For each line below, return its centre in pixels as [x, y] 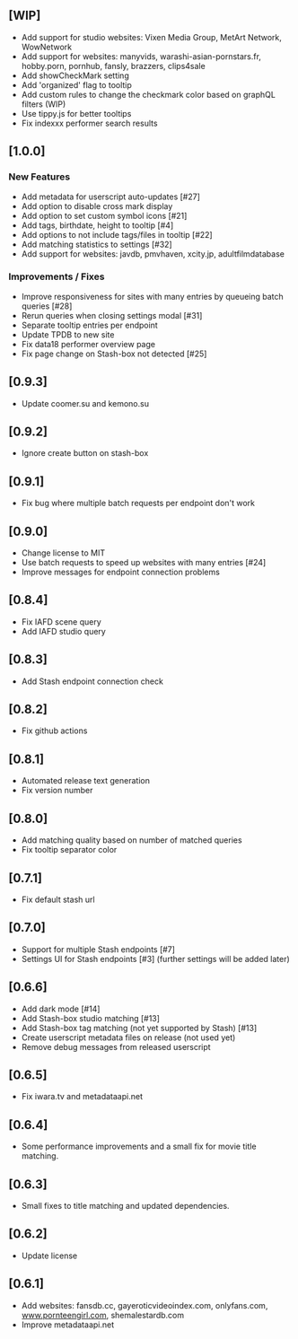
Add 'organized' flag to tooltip [76, 84]
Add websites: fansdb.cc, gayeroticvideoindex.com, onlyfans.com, [145, 1305]
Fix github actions [54, 731]
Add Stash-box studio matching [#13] [91, 1018]
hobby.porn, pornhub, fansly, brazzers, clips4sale [113, 66]
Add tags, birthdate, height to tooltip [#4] [97, 225]
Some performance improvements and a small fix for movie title [139, 1146]
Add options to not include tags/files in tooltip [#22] [117, 234]
